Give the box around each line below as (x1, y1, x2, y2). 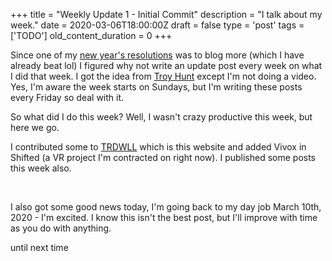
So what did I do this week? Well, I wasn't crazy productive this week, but (10, 111, 313, 123)
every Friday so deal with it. (10, 92, 125, 103)
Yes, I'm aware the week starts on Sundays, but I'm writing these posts (10, 81, 303, 93)
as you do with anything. (10, 222, 112, 234)
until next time (10, 242, 69, 253)
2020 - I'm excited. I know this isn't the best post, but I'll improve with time (10, 212, 318, 223)
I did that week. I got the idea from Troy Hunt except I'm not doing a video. (10, 70, 317, 82)
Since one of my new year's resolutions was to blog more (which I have (10, 49, 305, 61)
